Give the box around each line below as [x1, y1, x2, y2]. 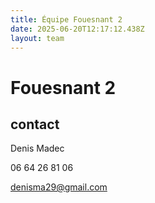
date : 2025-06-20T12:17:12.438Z [10, 24, 145, 34]
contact [10, 116, 60, 133]
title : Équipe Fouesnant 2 [10, 14, 123, 25]
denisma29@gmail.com [10, 181, 108, 193]
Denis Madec [10, 142, 65, 155]
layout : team [10, 33, 65, 43]
